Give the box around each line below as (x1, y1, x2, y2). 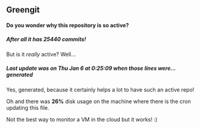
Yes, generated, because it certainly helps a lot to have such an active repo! (6, 86, 195, 93)
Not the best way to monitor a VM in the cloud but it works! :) (6, 116, 158, 123)
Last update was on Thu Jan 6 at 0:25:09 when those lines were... (6, 64, 176, 72)
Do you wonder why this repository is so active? (6, 21, 130, 29)
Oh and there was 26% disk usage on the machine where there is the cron (6, 98, 191, 105)
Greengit (6, 5, 40, 15)
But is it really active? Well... (6, 51, 76, 58)
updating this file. (6, 104, 49, 111)
